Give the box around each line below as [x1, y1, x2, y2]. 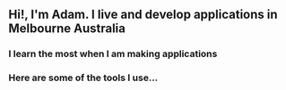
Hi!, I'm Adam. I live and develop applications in [8, 7, 279, 22]
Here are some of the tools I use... [8, 71, 159, 84]
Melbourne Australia [8, 21, 126, 37]
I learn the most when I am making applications [8, 48, 218, 61]
